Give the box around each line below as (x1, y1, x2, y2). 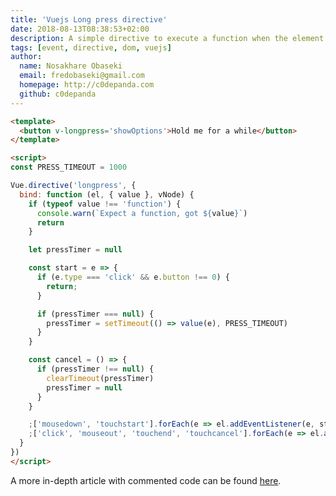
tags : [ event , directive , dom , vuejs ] (10, 42, 172, 53)
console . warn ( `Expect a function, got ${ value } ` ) (36, 208, 248, 218)
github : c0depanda (19, 89, 97, 99)
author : (10, 52, 43, 62)
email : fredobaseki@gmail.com (19, 71, 145, 81)
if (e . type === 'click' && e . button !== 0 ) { (36, 272, 230, 282)
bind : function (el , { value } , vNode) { (19, 189, 195, 200)
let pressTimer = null (28, 245, 123, 255)
